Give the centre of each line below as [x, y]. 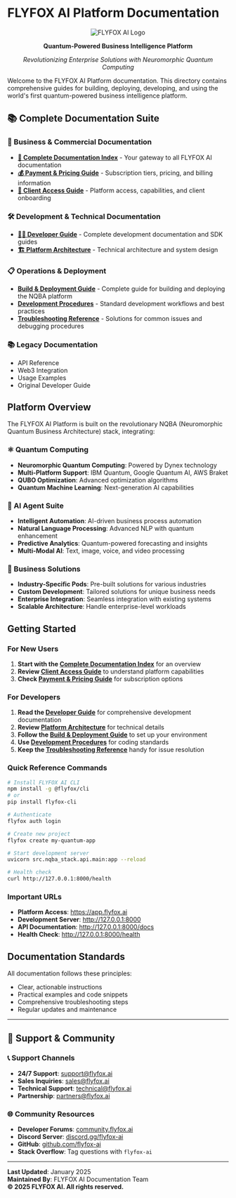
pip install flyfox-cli [42, 802]
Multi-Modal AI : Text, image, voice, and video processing [101, 551]
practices [31, 311]
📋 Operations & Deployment [57, 270]
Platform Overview [49, 407]
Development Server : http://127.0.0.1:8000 [79, 920]
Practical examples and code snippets [73, 994]
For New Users [33, 649]
